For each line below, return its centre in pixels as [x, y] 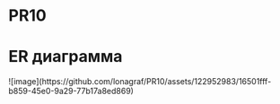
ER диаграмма [66, 57]
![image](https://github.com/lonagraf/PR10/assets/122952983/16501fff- [140, 82]
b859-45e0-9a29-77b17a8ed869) [71, 91]
